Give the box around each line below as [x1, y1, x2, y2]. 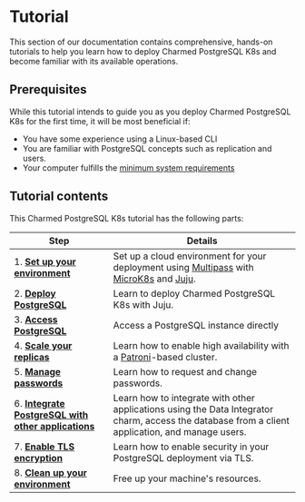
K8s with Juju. [113, 298, 174, 310]
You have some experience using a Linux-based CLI [22, 133, 218, 144]
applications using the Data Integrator [113, 402, 274, 415]
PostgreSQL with [14, 408, 89, 421]
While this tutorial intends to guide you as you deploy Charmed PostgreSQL [9, 106, 291, 117]
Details [186, 234, 218, 247]
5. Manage [14, 365, 62, 378]
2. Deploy [14, 287, 56, 300]
